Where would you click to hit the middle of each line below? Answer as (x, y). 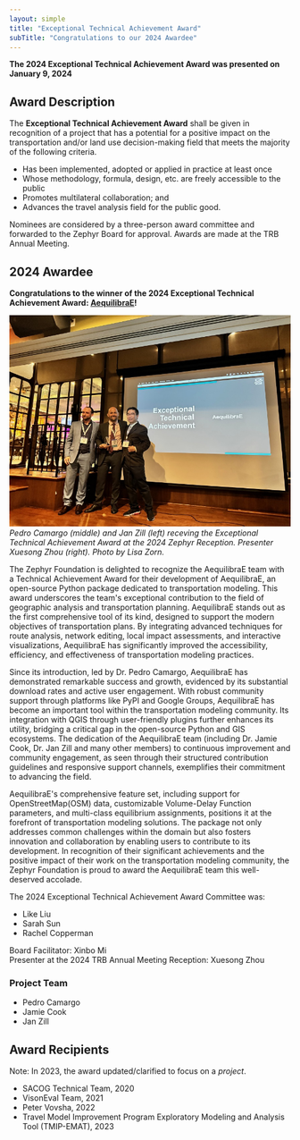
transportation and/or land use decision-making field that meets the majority (150, 142)
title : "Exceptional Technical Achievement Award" (105, 28)
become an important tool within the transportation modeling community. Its (149, 710)
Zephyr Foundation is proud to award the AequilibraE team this (124, 870)
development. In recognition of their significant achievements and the (137, 851)
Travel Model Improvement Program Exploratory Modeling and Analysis (154, 1117)
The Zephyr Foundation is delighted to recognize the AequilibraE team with (147, 570)
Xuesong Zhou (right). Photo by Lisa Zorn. (87, 552)
